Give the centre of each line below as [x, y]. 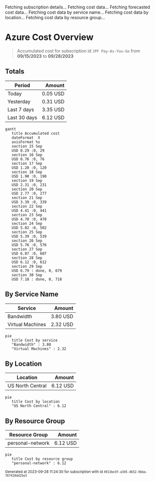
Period [22, 85]
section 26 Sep [27, 241]
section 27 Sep [27, 249]
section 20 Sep [27, 189]
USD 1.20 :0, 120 [29, 168]
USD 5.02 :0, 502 [29, 228]
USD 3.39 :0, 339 [29, 202]
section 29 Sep [27, 266]
